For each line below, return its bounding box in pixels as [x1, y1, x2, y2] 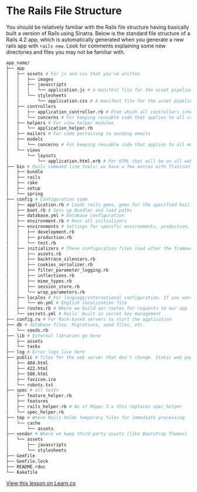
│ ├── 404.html [6, 360, 49, 366]
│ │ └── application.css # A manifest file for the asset [6, 98, 172, 104]
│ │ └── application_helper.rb [6, 125, 93, 132]
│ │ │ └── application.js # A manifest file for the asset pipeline [6, 87, 193, 93]
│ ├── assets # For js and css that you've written [6, 70, 141, 77]
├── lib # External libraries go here [6, 333, 101, 339]
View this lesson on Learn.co [6, 480, 76, 487]
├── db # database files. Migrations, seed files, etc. [6, 322, 145, 328]
